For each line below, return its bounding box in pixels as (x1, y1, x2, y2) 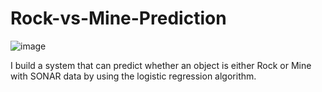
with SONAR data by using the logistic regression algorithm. (10, 70, 257, 82)
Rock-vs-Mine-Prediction (10, 7, 227, 30)
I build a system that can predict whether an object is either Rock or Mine (10, 59, 312, 71)
